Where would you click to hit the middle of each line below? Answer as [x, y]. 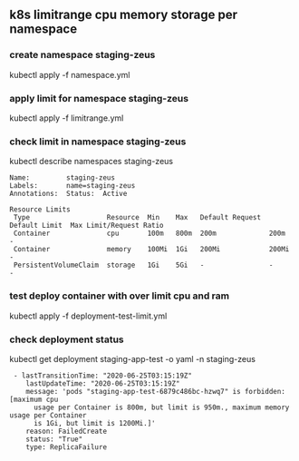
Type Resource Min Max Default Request [137, 218]
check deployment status [67, 339]
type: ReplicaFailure [66, 447]
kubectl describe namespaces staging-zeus [92, 162]
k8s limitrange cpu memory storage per [124, 15]
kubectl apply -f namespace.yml [70, 74]
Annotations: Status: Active [68, 194]
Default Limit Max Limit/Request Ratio [87, 226]
